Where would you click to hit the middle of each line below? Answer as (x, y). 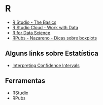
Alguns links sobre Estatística (52, 53)
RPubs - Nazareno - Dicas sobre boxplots (54, 38)
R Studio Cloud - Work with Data (45, 27)
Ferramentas (25, 81)
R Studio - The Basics (34, 22)
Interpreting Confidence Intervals (46, 65)
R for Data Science (31, 33)
